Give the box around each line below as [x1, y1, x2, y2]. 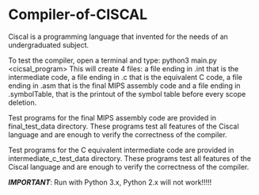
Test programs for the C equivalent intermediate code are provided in [8, 145, 234, 155]
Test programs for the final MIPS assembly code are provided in [8, 113, 216, 122]
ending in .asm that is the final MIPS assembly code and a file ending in [8, 81, 241, 90]
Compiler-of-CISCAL [8, 6, 148, 24]
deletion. [8, 97, 37, 107]
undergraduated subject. [8, 40, 90, 49]
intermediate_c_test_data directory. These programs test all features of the [8, 153, 252, 163]
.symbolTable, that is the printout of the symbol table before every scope [8, 89, 246, 98]
